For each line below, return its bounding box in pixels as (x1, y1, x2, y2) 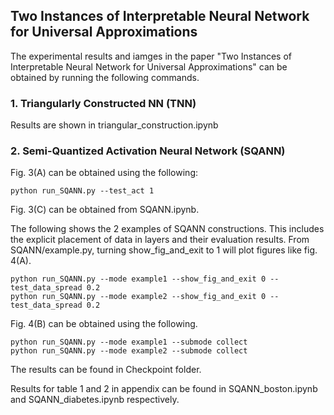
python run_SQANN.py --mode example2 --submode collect (10, 346, 248, 356)
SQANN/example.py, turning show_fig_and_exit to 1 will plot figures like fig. (10, 244, 318, 256)
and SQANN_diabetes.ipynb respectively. (10, 394, 180, 406)
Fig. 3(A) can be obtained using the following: (10, 167, 198, 179)
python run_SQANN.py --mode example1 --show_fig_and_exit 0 (10, 274, 267, 284)
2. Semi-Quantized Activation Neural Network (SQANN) (10, 144, 286, 158)
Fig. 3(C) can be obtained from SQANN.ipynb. (10, 204, 200, 216)
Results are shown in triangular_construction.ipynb (10, 119, 219, 131)
